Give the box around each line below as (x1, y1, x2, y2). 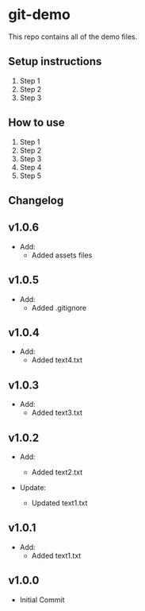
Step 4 (19, 162, 42, 172)
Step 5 (19, 171, 42, 180)
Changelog (8, 193, 64, 207)
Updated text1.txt (31, 498, 88, 508)
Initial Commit (19, 594, 65, 605)
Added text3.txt (31, 408, 83, 418)
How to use (8, 116, 65, 130)
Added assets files (31, 250, 93, 260)
